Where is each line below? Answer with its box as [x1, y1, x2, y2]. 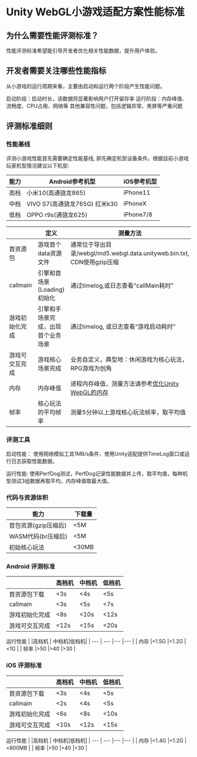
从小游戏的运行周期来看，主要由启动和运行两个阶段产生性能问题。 [6, 83, 165, 90]
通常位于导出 [70, 240, 106, 248]
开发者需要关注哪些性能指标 [6, 66, 107, 76]
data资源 [38, 249, 62, 257]
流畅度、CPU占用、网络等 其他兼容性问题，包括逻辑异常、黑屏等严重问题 [6, 102, 183, 109]
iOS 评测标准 [6, 661, 42, 670]
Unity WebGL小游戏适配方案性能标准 [6, 5, 185, 19]
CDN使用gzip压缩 [70, 258, 119, 266]
